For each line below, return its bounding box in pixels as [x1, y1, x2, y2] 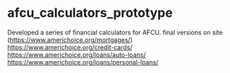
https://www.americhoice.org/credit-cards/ [7, 43, 133, 51]
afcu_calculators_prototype [7, 5, 173, 21]
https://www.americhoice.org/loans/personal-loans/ [7, 58, 159, 66]
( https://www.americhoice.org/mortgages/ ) [7, 35, 133, 44]
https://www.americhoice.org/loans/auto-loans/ [7, 51, 146, 59]
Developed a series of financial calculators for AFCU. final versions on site [7, 28, 224, 36]
